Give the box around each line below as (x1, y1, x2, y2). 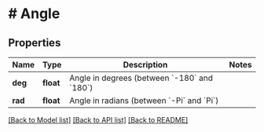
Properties (8, 36, 61, 49)
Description (123, 60, 168, 70)
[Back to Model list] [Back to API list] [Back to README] (8, 115, 189, 124)
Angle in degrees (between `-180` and (69, 72, 214, 83)
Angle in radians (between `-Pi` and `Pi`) (69, 95, 219, 106)
